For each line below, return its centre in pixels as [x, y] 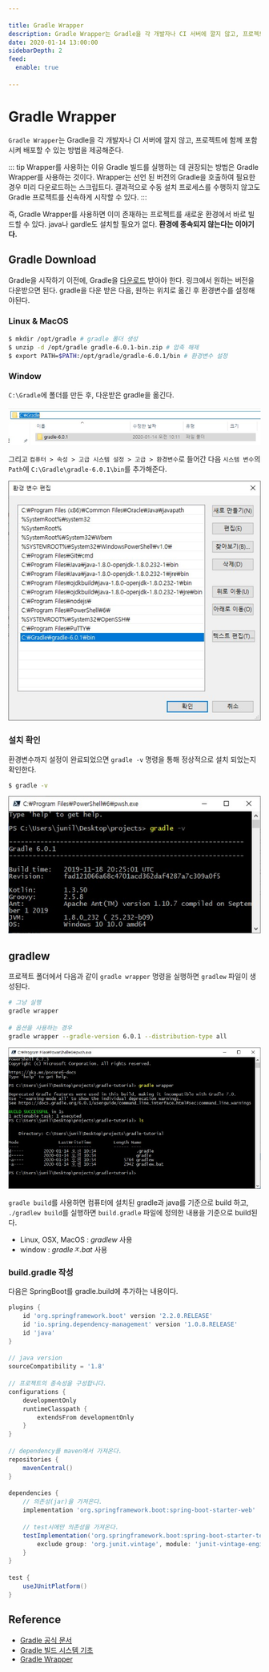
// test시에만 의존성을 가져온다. [71, 1527]
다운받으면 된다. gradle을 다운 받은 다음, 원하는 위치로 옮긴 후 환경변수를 [121, 290]
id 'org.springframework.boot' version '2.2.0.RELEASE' [118, 1316]
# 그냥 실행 [25, 1003]
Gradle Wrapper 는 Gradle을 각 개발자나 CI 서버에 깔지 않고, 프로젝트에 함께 [125, 139]
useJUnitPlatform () [55, 1586]
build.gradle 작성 [41, 1272]
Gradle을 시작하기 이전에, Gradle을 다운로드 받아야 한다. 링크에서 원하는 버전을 [131, 280]
